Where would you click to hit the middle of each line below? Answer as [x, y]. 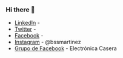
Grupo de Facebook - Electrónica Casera [66, 48]
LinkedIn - [27, 23]
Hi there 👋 [21, 10]
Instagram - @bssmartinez [48, 42]
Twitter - [25, 29]
